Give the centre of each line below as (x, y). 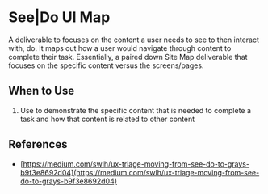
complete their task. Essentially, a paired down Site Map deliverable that (128, 57)
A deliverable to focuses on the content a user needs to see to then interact (134, 40)
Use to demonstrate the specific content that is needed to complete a (136, 110)
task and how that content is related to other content (107, 119)
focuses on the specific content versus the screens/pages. (106, 65)
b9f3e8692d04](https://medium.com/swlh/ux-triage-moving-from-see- (140, 172)
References (38, 144)
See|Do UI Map (59, 17)
